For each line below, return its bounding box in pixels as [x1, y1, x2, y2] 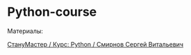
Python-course [7, 4, 97, 20]
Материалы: [7, 27, 44, 35]
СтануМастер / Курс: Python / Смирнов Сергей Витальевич [7, 40, 184, 48]
